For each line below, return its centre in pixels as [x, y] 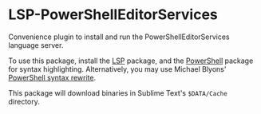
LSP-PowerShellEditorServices [113, 15]
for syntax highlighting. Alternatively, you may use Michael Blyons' [117, 69]
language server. [36, 45]
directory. [24, 101]
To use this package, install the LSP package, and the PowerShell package [131, 61]
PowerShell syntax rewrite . [52, 77]
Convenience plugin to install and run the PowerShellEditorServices [119, 37]
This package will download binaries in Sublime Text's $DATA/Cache [118, 92]
